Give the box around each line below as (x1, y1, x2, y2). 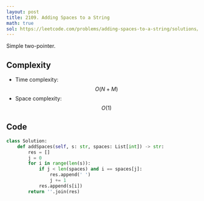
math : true (6, 20, 34, 26)
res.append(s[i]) (38, 183, 83, 189)
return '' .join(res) (28, 188, 80, 194)
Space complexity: (15, 95, 62, 102)
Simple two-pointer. (6, 42, 56, 50)
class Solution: (6, 137, 47, 144)
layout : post (6, 8, 39, 15)
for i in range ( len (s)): (28, 160, 91, 166)
